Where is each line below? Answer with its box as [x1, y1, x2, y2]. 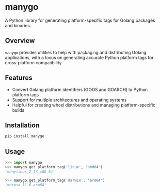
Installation [5, 121, 40, 129]
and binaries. [5, 22, 32, 28]
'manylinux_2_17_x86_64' [5, 169, 55, 174]
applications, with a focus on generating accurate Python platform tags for [5, 55, 154, 60]
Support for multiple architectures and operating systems [12, 97, 127, 103]
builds [12, 107, 25, 113]
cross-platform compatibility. [5, 59, 63, 65]
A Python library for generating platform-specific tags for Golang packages [5, 17, 155, 23]
